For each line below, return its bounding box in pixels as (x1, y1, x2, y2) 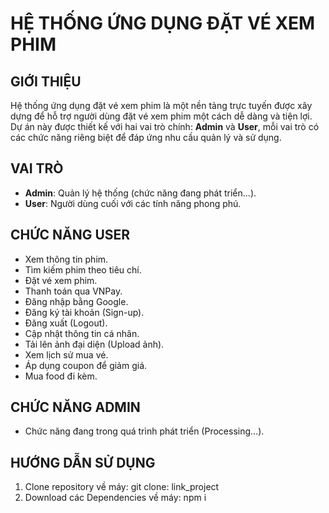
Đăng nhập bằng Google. (24, 295, 129, 307)
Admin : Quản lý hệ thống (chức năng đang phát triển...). (24, 187, 257, 199)
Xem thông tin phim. (24, 253, 109, 265)
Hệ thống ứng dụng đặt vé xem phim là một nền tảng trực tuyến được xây (10, 100, 313, 111)
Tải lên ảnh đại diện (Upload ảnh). (24, 338, 165, 350)
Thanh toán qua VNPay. (24, 285, 123, 297)
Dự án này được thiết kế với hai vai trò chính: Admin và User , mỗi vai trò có (10, 121, 320, 132)
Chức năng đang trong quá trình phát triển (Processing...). (24, 425, 265, 437)
